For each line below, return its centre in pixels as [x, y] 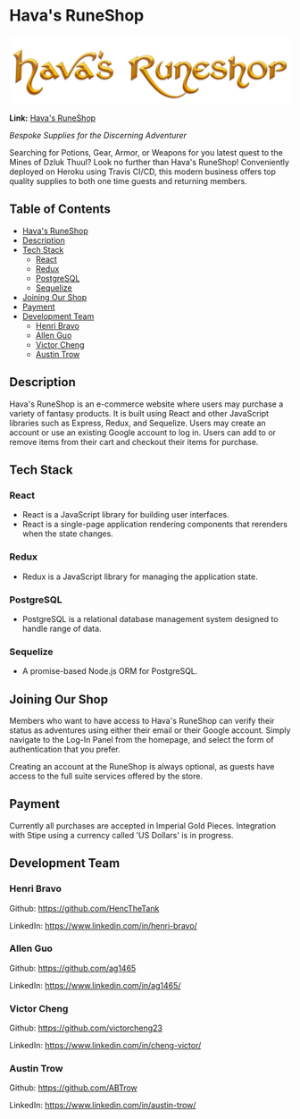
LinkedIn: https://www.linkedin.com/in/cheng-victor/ [105, 1046]
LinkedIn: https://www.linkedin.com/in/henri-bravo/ [104, 925]
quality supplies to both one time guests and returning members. [128, 181]
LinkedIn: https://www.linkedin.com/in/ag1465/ [95, 985]
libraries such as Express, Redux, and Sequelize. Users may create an [137, 423]
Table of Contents [60, 210]
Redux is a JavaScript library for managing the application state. [140, 576]
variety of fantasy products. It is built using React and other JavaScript [139, 413]
